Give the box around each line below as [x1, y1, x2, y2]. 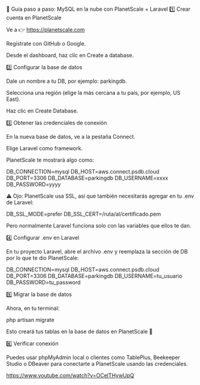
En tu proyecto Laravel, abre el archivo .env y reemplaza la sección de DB [6, 248, 188, 255]
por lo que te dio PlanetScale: [6, 255, 79, 261]
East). [6, 95, 21, 103]
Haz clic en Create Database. [6, 108, 78, 114]
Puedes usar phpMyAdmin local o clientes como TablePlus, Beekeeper [6, 354, 181, 361]
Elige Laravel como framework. [6, 145, 83, 152]
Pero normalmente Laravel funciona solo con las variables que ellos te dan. [6, 222, 192, 229]
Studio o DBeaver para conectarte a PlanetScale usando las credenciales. [6, 360, 188, 367]
